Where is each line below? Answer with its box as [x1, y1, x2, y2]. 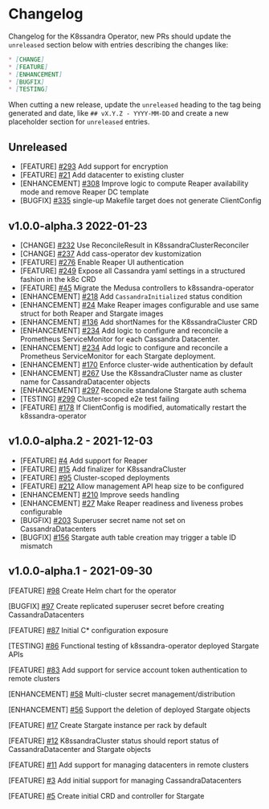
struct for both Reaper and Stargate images [19, 308, 164, 318]
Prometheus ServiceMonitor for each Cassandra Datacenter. [19, 334, 221, 344]
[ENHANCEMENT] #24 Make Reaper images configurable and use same [19, 300, 259, 309]
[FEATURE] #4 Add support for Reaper [19, 456, 149, 465]
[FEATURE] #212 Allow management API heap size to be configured [19, 481, 244, 491]
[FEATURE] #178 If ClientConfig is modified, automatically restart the [19, 402, 247, 412]
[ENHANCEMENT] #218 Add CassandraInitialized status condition [19, 291, 243, 301]
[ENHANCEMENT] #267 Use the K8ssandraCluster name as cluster [19, 368, 243, 378]
